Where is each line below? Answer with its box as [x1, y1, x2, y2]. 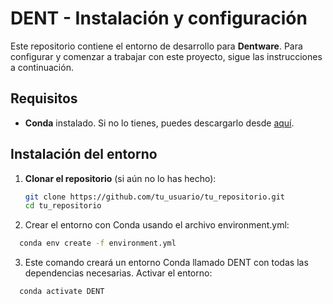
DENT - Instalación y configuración [10, 7, 308, 30]
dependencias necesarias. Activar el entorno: [24, 267, 213, 279]
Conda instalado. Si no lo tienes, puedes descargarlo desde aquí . [24, 117, 295, 129]
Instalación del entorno [10, 146, 158, 163]
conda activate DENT [19, 287, 105, 297]
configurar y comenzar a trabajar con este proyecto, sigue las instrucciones [10, 50, 323, 62]
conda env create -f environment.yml [19, 238, 177, 249]
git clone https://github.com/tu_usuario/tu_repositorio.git [24, 192, 286, 202]
